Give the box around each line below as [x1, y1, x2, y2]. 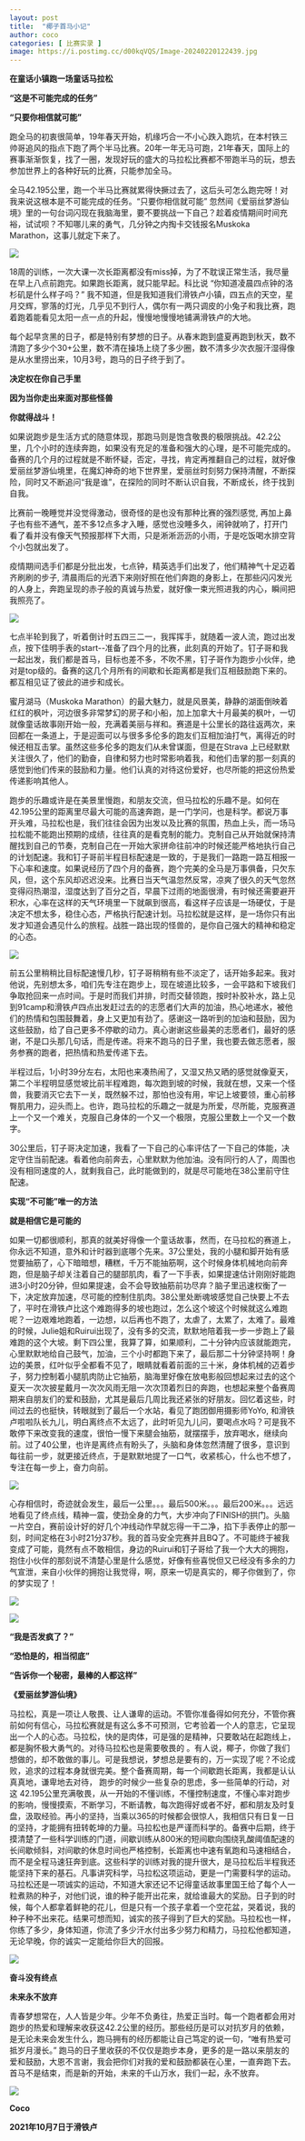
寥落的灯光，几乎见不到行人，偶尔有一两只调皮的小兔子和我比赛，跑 [40, 301, 296, 312]
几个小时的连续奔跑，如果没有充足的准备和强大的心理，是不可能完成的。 [25, 443, 296, 454]
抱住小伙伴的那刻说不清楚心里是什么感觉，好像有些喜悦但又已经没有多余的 [9, 1556, 288, 1566]
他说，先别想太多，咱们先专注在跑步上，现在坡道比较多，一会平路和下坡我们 [9, 979, 296, 990]
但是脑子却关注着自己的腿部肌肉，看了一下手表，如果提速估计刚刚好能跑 [25, 1269, 296, 1280]
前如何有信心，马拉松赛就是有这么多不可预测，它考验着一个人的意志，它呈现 [9, 1720, 296, 1731]
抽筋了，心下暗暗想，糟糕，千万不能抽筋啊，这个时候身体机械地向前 [25, 1257, 280, 1268]
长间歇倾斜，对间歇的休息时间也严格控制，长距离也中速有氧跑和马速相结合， [9, 1845, 296, 1856]
